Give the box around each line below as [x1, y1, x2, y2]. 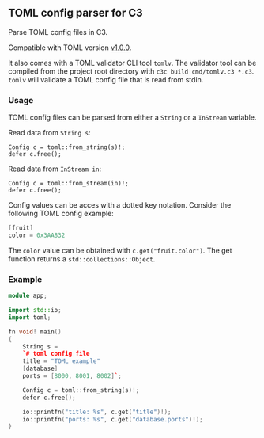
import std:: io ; [8, 307, 62, 314]
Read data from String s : [8, 128, 91, 138]
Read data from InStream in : [8, 164, 101, 173]
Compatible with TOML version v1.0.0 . [8, 43, 132, 52]
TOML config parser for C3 [8, 6, 144, 20]
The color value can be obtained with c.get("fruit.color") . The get [8, 246, 232, 255]
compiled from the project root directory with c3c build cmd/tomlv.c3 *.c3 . [8, 67, 255, 76]
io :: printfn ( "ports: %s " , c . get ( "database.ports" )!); [22, 415, 203, 423]
